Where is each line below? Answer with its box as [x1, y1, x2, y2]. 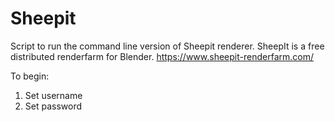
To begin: [10, 70, 50, 82]
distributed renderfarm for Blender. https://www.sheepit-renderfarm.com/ [10, 50, 314, 62]
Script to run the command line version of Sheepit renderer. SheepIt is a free [10, 40, 325, 52]
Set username [24, 89, 83, 101]
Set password [24, 100, 83, 112]
